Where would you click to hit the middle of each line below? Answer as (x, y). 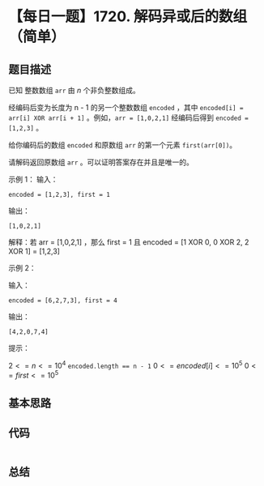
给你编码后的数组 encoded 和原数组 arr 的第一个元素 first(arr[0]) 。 (123, 145)
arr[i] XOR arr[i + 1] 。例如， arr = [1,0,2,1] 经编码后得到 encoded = (128, 117)
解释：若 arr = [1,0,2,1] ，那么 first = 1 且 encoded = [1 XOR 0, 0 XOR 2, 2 (129, 242)
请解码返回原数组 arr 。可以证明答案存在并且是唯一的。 (101, 162)
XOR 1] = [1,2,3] (34, 251)
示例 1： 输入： (33, 179)
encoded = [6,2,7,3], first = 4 (63, 301)
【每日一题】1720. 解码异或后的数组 (128, 17)
